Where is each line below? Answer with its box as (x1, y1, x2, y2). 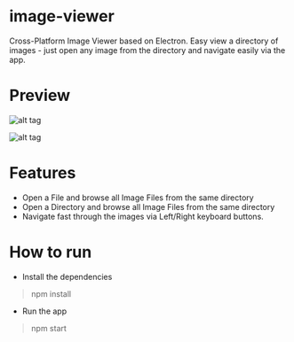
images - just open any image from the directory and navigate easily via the (9, 44, 286, 55)
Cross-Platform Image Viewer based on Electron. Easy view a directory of (9, 35, 279, 46)
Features (9, 163, 76, 183)
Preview (9, 86, 71, 105)
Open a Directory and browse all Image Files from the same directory (21, 201, 275, 212)
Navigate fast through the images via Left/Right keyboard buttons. (21, 211, 264, 222)
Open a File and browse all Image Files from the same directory (21, 192, 255, 203)
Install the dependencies (21, 271, 113, 282)
